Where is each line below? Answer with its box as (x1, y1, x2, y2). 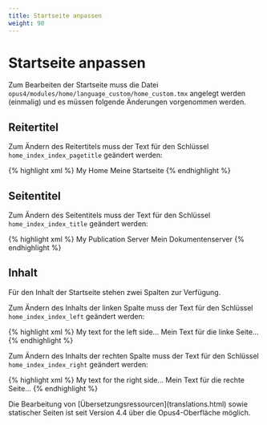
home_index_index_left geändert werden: (8, 311, 145, 321)
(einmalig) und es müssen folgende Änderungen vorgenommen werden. (8, 97, 247, 107)
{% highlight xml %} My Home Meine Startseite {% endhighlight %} (8, 166, 231, 176)
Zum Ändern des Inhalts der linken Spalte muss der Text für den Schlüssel (8, 302, 253, 313)
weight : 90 (8, 19, 45, 27)
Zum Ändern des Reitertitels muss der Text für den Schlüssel (8, 142, 209, 152)
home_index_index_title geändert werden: (8, 219, 148, 229)
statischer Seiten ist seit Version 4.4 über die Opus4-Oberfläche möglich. (8, 407, 251, 417)
